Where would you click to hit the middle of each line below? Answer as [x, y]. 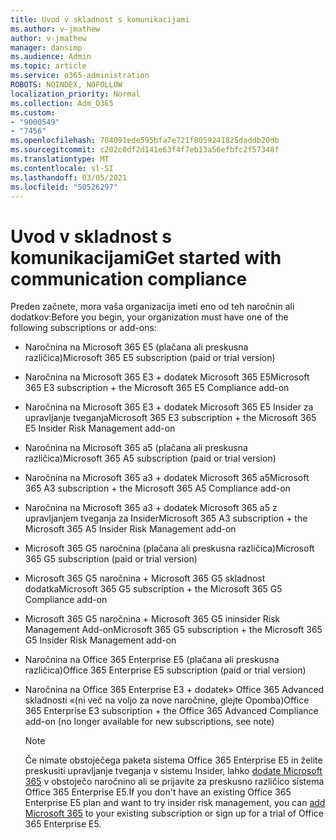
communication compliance [129, 278]
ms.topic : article [48, 66]
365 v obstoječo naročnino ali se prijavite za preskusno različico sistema [174, 782]
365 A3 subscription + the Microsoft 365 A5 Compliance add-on [157, 488]
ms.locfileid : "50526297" [64, 187]
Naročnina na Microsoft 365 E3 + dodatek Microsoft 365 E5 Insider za [169, 407]
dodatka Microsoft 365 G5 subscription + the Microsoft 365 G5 [153, 589]
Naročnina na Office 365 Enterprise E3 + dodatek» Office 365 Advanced [174, 690]
